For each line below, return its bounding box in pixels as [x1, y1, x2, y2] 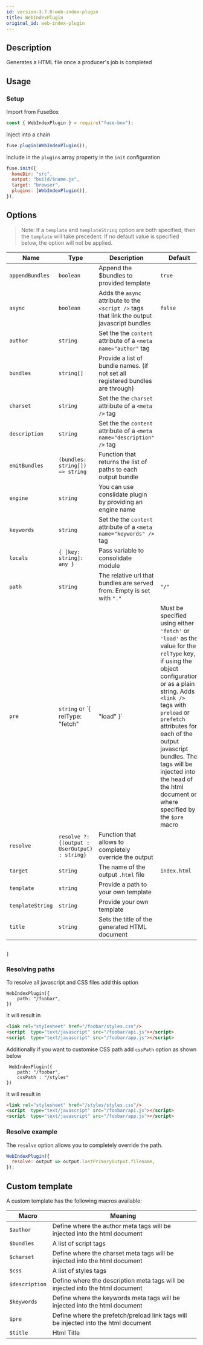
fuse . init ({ [6, 165, 36, 171]
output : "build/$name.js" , [11, 176, 80, 182]
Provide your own [98, 897, 149, 906]
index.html [159, 867, 192, 874]
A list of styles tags [52, 1266, 107, 1275]
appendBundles [9, 272, 50, 279]
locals [9, 554, 28, 561]
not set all [98, 369, 127, 377]
